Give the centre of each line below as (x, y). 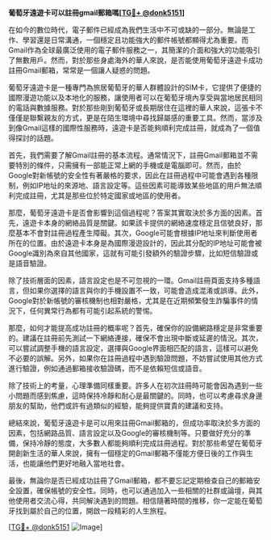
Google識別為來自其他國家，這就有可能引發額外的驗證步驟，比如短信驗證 (130, 253)
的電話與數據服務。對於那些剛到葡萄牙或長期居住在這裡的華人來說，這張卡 (132, 108)
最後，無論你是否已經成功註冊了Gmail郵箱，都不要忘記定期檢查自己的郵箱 (131, 481)
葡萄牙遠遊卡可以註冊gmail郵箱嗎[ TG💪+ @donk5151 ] (97, 13)
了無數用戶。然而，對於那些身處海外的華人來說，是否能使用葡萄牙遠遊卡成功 (135, 60)
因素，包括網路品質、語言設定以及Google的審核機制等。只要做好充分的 (126, 433)
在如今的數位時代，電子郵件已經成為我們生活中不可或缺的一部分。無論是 (128, 30)
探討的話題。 (36, 138)
